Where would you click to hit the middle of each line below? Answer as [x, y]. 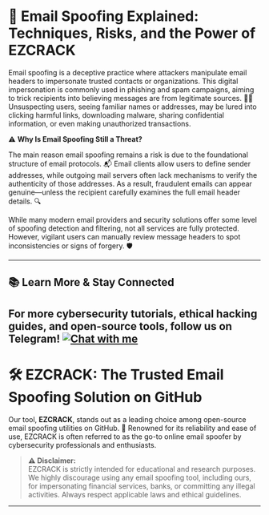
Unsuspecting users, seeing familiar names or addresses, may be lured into [133, 107]
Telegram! [34, 338]
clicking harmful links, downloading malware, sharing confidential [116, 115]
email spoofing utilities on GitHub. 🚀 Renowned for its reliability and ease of [132, 428]
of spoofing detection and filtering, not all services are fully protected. [124, 228]
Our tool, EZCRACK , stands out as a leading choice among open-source [127, 419]
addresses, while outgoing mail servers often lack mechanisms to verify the [133, 175]
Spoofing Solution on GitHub [105, 397]
